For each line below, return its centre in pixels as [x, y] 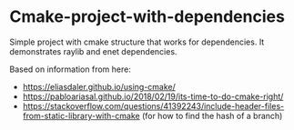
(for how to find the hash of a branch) [212, 115]
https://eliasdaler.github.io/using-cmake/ [99, 86]
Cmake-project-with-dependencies [147, 17]
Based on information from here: [71, 69]
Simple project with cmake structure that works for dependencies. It [137, 42]
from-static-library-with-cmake [81, 115]
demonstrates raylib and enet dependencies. [93, 51]
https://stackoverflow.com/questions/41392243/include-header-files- [153, 105]
